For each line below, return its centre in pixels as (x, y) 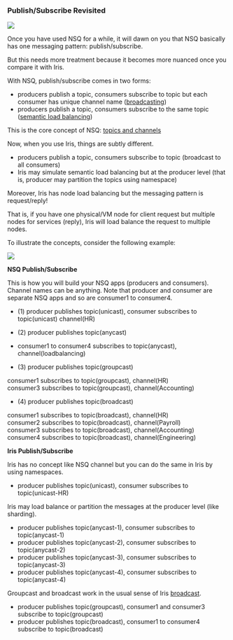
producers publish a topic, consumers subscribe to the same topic (113, 109)
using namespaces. (35, 472)
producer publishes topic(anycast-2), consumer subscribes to (107, 543)
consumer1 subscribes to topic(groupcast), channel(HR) (88, 381)
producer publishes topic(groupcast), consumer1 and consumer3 (111, 607)
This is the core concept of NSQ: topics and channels (84, 130)
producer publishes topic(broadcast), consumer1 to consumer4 (109, 622)
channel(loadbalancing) (51, 354)
